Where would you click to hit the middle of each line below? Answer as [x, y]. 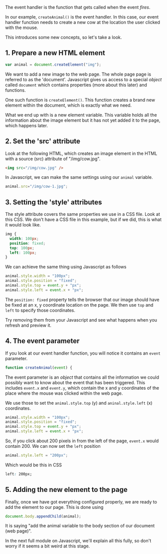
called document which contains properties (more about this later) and [76, 85]
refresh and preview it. [28, 325]
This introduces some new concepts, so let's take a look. [64, 37]
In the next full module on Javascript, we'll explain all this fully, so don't [78, 541]
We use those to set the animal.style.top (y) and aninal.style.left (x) [79, 403]
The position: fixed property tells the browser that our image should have [82, 300]
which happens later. [27, 125]
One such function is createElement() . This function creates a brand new [80, 100]
